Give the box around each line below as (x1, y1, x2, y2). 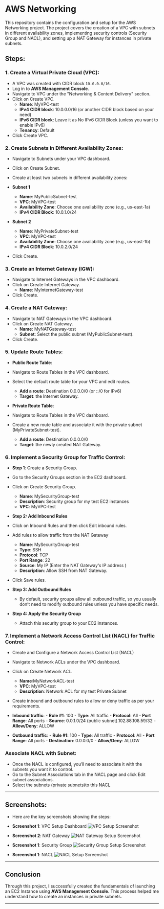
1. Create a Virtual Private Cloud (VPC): (5, 69, 100, 76)
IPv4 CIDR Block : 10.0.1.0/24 (19, 209, 77, 215)
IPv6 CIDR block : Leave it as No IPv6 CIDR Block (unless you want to (19, 116, 159, 123)
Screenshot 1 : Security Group (12, 842, 72, 848)
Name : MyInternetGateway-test (19, 287, 83, 293)
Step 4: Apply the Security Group (12, 611, 82, 617)
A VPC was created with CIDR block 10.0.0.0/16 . (12, 80, 111, 86)
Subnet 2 (12, 219, 31, 225)
